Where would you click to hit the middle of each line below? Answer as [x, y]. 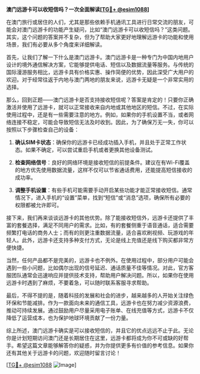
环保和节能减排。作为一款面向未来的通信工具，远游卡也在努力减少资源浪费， [100, 303]
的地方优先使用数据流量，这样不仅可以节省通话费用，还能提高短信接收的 [103, 170]
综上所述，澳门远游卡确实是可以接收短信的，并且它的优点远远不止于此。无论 [100, 330]
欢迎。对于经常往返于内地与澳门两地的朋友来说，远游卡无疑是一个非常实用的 [100, 79]
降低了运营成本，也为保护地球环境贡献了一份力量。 [69, 318]
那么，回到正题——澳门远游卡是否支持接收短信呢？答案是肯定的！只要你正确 [100, 100]
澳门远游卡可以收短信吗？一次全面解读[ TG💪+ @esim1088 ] [78, 9]
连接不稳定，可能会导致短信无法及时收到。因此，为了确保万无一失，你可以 [102, 122]
